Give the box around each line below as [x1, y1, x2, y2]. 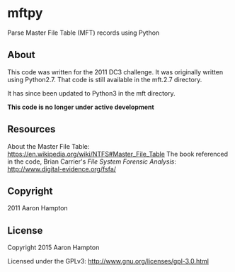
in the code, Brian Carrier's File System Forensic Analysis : [7, 157, 177, 166]
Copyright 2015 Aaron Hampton [7, 243, 100, 252]
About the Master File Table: [7, 142, 90, 150]
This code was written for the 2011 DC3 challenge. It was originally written [7, 67, 224, 76]
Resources [7, 123, 56, 135]
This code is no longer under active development [7, 103, 154, 111]
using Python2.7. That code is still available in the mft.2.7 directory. [7, 75, 202, 84]
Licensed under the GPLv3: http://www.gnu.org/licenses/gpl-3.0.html [7, 257, 209, 266]
